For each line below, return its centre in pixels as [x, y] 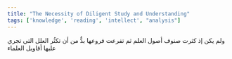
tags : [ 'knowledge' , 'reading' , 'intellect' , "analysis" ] [94, 20]
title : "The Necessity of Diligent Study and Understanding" [99, 14]
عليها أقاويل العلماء [32, 48]
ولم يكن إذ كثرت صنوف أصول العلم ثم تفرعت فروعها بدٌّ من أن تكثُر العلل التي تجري [116, 40]
